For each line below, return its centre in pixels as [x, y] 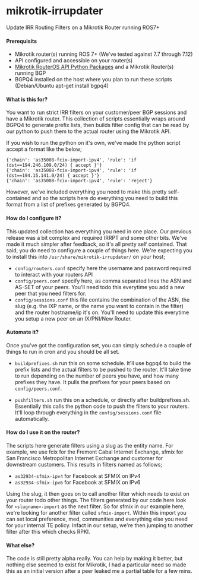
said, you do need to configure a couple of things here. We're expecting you [99, 250]
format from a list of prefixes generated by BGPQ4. [68, 205]
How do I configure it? [34, 218]
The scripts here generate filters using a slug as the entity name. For [90, 445]
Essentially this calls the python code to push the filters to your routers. [102, 406]
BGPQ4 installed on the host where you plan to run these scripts [93, 80]
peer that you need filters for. [50, 293]
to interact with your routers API [54, 274]
